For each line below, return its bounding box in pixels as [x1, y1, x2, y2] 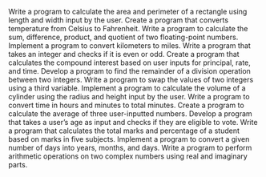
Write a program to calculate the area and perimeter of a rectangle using [8, 7, 248, 16]
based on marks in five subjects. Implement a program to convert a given [8, 135, 250, 143]
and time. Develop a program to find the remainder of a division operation [8, 66, 251, 75]
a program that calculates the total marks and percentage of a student [8, 126, 240, 135]
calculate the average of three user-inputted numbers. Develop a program [8, 109, 252, 119]
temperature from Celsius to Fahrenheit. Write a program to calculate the [8, 24, 248, 33]
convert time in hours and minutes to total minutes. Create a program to [8, 100, 244, 110]
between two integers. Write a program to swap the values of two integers [8, 75, 254, 84]
